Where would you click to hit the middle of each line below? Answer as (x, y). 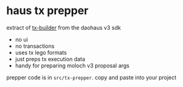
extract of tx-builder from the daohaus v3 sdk (63, 28)
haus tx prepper (47, 11)
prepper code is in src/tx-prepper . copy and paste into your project (91, 77)
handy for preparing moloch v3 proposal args (72, 66)
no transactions (35, 46)
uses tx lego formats (41, 52)
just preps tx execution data (50, 59)
